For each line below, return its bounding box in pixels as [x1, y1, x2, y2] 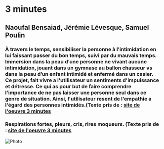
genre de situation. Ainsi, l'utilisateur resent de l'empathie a [5, 95, 152, 102]
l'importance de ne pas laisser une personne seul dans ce [5, 89, 147, 96]
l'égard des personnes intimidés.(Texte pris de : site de [5, 101, 140, 108]
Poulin [5, 31, 25, 39]
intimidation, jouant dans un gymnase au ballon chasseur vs [5, 64, 153, 71]
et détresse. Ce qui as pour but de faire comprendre [5, 83, 132, 90]
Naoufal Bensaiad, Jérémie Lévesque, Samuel [5, 23, 149, 32]
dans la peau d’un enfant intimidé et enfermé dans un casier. [5, 70, 153, 77]
